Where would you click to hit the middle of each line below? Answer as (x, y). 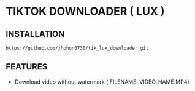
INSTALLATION (35, 34)
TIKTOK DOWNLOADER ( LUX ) (85, 11)
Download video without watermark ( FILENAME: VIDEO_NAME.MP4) (102, 82)
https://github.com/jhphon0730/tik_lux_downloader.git (77, 48)
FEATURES (27, 67)
